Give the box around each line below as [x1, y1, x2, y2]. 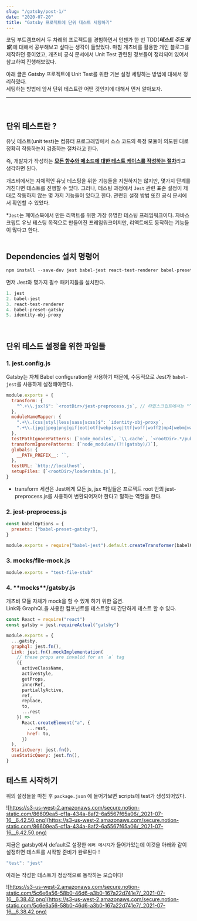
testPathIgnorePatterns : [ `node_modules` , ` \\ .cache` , [11, 436, 148, 441]
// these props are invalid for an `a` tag [16, 654, 125, 660]
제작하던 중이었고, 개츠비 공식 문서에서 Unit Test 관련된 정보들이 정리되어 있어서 [6, 51, 189, 58]
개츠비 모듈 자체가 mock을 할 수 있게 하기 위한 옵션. [6, 597, 124, 604]
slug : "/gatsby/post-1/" [6, 8, 67, 15]
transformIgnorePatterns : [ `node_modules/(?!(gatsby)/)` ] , [11, 441, 159, 447]
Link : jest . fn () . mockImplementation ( [11, 649, 104, 655]
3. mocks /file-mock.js [6, 556, 70, 565]
